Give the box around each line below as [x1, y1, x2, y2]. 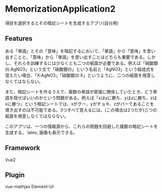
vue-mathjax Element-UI [5, 184, 54, 190]
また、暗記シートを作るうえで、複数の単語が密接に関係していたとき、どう [5, 88, 153, 94]
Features [5, 35, 33, 43]
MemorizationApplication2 [5, 3, 115, 15]
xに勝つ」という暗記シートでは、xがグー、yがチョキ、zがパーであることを [5, 101, 154, 106]
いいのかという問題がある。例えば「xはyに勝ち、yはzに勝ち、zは [26, 95, 157, 101]
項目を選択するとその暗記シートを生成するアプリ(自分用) [5, 20, 119, 26]
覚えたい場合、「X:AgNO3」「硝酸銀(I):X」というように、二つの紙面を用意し [5, 72, 155, 78]
